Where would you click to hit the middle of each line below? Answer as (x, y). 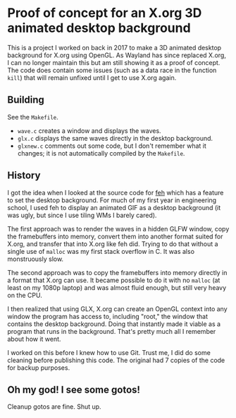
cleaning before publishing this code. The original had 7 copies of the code (116, 360)
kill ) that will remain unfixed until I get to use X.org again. (92, 77)
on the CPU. (25, 295)
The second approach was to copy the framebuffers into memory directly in (117, 272)
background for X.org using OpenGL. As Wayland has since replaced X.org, (117, 55)
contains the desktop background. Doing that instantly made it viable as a (114, 324)
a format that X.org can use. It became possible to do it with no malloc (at (114, 280)
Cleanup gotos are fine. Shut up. (54, 407)
